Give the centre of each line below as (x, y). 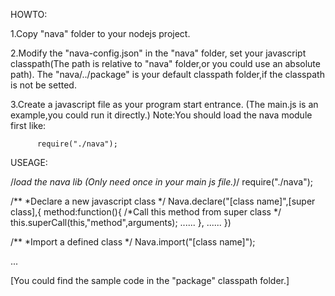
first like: (28, 125)
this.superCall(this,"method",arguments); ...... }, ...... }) (121, 222)
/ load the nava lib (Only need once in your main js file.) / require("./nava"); (161, 182)
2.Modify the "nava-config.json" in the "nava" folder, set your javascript (158, 53)
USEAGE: (29, 162)
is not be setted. (43, 85)
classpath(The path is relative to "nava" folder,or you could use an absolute (165, 63)
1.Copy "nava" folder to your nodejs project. (100, 33)
